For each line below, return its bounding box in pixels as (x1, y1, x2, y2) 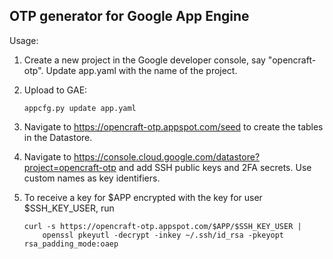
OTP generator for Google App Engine (9, 8, 250, 25)
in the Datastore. (23, 131, 93, 143)
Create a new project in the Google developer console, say (23, 54, 266, 66)
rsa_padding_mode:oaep (23, 239, 119, 249)
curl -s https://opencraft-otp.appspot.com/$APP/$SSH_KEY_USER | (23, 221, 302, 231)
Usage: (9, 34, 39, 46)
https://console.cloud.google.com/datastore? (73, 150, 261, 163)
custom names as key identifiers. (23, 172, 161, 184)
